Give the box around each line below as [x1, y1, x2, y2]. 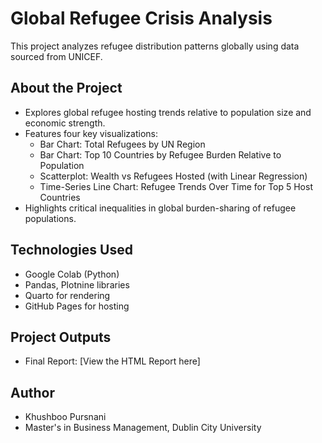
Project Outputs [10, 328, 112, 346]
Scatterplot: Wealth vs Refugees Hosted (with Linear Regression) [39, 170, 308, 182]
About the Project [10, 80, 123, 97]
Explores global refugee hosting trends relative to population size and [24, 106, 312, 118]
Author [10, 384, 55, 401]
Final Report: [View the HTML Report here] [24, 355, 201, 367]
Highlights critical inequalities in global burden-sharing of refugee [24, 202, 297, 214]
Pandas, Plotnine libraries [24, 278, 130, 291]
